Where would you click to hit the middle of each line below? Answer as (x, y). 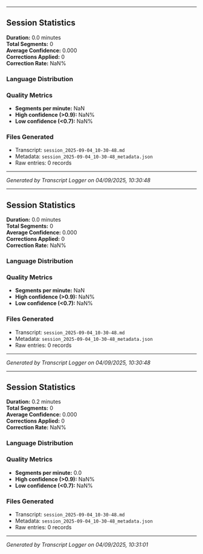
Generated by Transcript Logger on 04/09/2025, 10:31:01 (77, 544)
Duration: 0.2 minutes (34, 402)
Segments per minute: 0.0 (48, 472)
